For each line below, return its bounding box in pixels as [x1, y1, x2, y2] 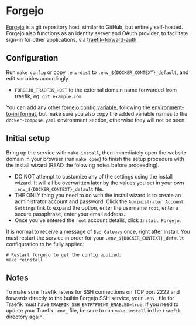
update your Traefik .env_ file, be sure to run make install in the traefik [6, 307, 181, 314]
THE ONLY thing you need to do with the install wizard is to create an [14, 191, 181, 199]
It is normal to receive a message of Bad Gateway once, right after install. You [6, 228, 190, 235]
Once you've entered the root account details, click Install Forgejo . [14, 216, 181, 224]
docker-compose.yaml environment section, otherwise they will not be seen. [6, 116, 186, 123]
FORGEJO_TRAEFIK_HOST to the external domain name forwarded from [14, 86, 177, 93]
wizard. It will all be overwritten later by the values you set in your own [14, 179, 184, 186]
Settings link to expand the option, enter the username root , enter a [14, 204, 179, 211]
